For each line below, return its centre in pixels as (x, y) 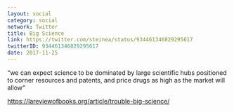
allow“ (17, 87)
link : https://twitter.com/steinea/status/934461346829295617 (100, 40)
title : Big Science (36, 33)
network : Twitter (33, 27)
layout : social (30, 14)
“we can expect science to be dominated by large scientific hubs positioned (117, 72)
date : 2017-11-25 (33, 53)
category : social (33, 20)
